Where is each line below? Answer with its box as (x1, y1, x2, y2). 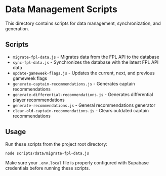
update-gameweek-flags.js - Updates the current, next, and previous (12, 70, 155, 76)
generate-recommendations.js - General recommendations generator (12, 102, 156, 108)
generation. (5, 25, 29, 31)
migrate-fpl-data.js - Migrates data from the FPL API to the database (12, 54, 159, 60)
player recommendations (12, 97, 65, 103)
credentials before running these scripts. (5, 165, 90, 171)
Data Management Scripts (5, 4, 118, 15)
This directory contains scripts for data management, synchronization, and (5, 20, 161, 26)
